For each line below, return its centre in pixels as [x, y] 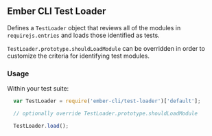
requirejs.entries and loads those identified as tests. [83, 35]
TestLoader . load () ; [41, 126]
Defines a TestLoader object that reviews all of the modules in [94, 27]
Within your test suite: [38, 89]
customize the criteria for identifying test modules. [78, 56]
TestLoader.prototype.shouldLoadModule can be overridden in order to [106, 48]
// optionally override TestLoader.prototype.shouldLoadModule [105, 113]
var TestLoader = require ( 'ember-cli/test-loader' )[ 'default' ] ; [107, 101]
